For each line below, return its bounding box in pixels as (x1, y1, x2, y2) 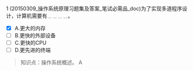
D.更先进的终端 (14, 47, 51, 54)
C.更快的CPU (14, 40, 47, 47)
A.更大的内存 (14, 25, 46, 31)
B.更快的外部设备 (14, 32, 56, 39)
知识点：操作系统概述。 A (20, 59, 83, 66)
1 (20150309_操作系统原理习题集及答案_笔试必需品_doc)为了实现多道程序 (6, 5, 182, 12)
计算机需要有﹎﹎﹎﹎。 (16, 12, 73, 19)
